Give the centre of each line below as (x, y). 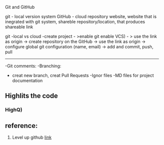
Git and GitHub (20, 7)
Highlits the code (31, 96)
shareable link (19, 27)
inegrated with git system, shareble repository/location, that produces (75, 22)
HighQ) (14, 110)
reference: (21, 126)
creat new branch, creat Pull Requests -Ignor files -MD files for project (83, 75)
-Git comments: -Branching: (33, 66)
